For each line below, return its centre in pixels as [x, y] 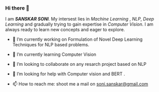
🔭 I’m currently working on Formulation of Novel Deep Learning [77, 39]
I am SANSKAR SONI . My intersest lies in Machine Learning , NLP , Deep [79, 19]
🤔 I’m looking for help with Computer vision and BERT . [69, 74]
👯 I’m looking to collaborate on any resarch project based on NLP [79, 64]
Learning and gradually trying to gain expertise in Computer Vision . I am [79, 24]
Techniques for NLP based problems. [51, 45]
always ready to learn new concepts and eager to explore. [65, 30]
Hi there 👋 [17, 8]
